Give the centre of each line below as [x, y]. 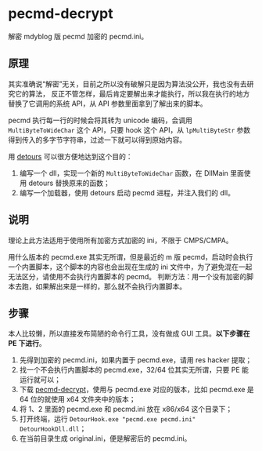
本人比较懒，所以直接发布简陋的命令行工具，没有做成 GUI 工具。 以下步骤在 [129, 333]
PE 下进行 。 [27, 344]
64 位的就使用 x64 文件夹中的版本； [77, 399]
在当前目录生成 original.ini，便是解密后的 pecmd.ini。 [105, 438]
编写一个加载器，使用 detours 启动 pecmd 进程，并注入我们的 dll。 [127, 192]
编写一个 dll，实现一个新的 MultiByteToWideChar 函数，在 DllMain [124, 173]
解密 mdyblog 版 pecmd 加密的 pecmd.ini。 [78, 36]
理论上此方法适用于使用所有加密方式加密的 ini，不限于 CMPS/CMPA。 [120, 240]
